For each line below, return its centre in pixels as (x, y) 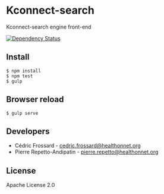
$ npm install (24, 71)
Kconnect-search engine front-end (49, 27)
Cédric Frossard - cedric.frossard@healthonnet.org (78, 146)
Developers (28, 131)
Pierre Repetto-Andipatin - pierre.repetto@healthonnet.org (86, 152)
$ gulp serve (22, 113)
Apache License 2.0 (31, 185)
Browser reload (35, 100)
